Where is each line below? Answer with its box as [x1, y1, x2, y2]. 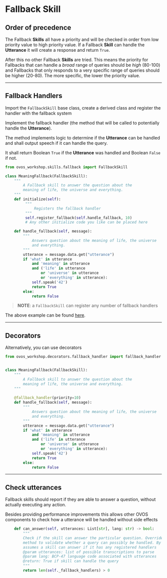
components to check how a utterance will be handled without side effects [5, 517, 158, 523]
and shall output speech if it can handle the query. [5, 140, 108, 146]
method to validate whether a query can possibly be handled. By [23, 540, 162, 545]
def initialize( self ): [14, 197, 61, 202]
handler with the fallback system [5, 110, 72, 116]
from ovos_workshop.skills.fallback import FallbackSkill [5, 164, 128, 170]
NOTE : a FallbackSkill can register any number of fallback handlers [17, 303, 158, 309]
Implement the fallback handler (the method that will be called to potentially [5, 119, 160, 125]
